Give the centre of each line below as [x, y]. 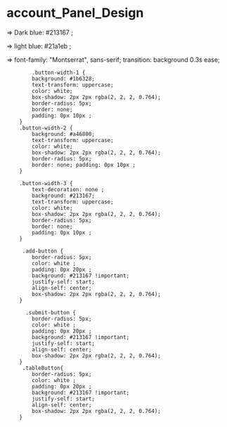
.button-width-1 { [59, 72]
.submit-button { [51, 312]
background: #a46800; [64, 134]
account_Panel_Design [75, 13]
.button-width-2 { [46, 128]
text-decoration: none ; [68, 189]
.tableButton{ [43, 368]
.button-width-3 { [46, 183]
